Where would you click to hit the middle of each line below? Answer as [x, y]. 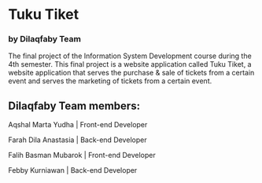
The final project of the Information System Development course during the [130, 56]
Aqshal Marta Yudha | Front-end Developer [78, 125]
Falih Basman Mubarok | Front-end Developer [82, 156]
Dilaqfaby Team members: [74, 106]
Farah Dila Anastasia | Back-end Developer [77, 140]
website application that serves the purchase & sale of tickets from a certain [131, 73]
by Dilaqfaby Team [44, 39]
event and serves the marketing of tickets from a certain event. [110, 81]
